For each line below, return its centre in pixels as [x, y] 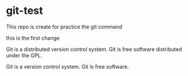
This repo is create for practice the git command [64, 27]
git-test [25, 11]
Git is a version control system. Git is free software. [68, 66]
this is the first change [33, 38]
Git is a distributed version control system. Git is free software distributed [94, 49]
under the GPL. [24, 55]
